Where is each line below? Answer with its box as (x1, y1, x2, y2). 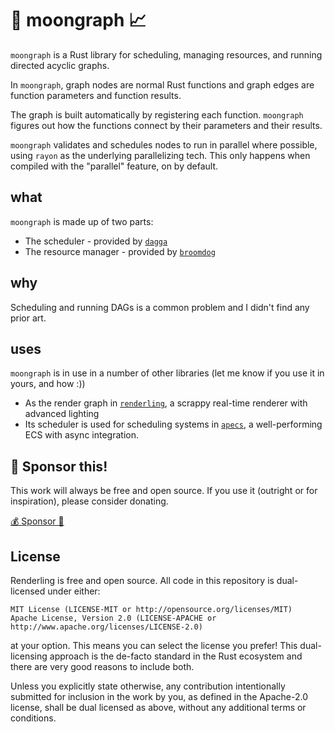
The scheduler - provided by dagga (24, 235, 168, 247)
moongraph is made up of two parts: (10, 215, 154, 227)
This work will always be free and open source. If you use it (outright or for (10, 485, 318, 497)
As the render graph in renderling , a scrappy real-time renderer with (24, 397, 308, 409)
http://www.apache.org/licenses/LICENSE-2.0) (10, 622, 203, 632)
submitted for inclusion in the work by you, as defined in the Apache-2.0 (10, 691, 308, 702)
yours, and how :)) (10, 378, 86, 390)
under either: (47, 585, 101, 597)
